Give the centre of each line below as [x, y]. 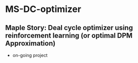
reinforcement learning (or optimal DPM [69, 35]
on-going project [30, 55]
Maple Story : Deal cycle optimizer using [69, 28]
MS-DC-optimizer [43, 9]
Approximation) [30, 43]
